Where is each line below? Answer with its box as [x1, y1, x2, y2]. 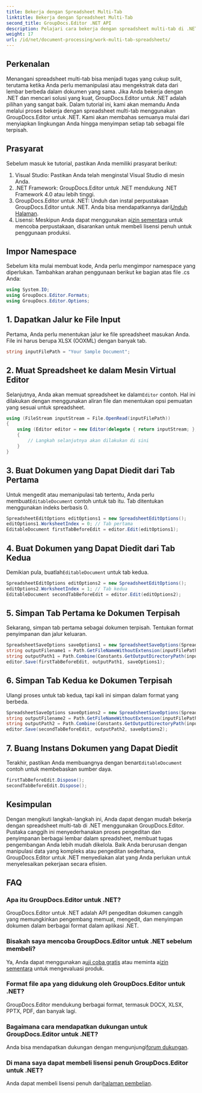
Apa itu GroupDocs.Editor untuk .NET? [6, 895, 121, 904]
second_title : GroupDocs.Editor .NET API [6, 20, 112, 26]
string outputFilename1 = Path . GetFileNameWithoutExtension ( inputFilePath [6, 648, 198, 654]
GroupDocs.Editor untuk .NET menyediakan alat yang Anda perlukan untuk [6, 853, 191, 861]
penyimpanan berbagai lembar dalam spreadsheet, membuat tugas [6, 835, 173, 842]
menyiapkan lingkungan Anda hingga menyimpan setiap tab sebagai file [6, 120, 185, 127]
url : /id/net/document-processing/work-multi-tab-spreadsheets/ [6, 37, 171, 43]
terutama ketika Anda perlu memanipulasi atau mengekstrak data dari [6, 81, 179, 89]
